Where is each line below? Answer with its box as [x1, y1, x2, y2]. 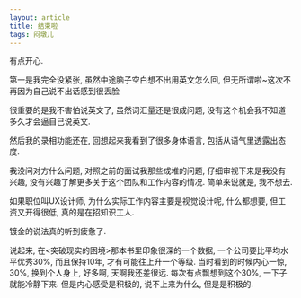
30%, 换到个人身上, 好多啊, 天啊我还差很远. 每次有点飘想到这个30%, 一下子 [9, 267, 288, 278]
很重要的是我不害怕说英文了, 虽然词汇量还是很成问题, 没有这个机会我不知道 [9, 105, 286, 116]
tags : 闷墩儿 [9, 30, 54, 39]
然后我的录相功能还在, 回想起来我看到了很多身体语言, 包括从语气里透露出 [9, 136, 279, 146]
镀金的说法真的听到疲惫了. [9, 226, 107, 237]
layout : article [9, 13, 70, 22]
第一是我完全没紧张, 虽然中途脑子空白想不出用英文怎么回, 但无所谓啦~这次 [9, 74, 284, 85]
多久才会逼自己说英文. [9, 116, 92, 127]
